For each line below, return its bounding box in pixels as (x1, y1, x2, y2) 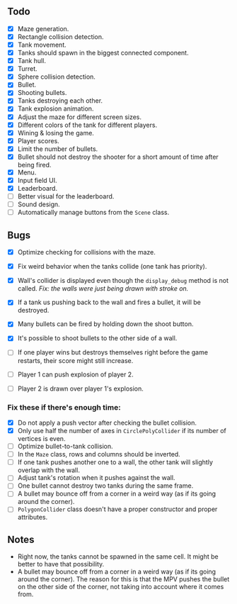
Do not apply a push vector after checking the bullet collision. (17, 418, 197, 427)
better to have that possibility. (17, 560, 105, 569)
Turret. (17, 65, 37, 73)
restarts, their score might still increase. (17, 356, 134, 364)
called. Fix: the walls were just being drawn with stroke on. (17, 284, 189, 293)
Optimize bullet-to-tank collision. (17, 442, 113, 451)
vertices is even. (17, 435, 66, 443)
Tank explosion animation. (17, 104, 94, 113)
